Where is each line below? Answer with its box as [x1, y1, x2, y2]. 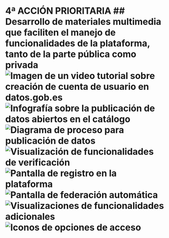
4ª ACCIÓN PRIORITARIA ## [5, 5, 125, 17]
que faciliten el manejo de [5, 27, 116, 38]
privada [5, 59, 39, 71]
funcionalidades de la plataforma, [5, 38, 150, 49]
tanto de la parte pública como [5, 48, 137, 60]
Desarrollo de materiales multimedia [5, 16, 161, 28]
